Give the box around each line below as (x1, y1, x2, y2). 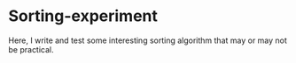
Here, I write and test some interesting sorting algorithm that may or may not (8, 35, 287, 45)
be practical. (8, 44, 54, 54)
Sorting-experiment (8, 6, 159, 26)
